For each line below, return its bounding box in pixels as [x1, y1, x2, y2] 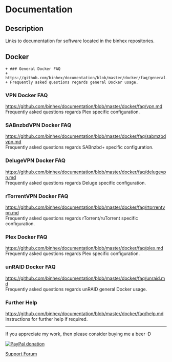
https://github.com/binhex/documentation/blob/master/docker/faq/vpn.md [5, 103, 163, 110]
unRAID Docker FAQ [5, 263, 56, 270]
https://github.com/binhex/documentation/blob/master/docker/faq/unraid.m [5, 275, 165, 281]
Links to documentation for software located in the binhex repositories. [5, 38, 155, 44]
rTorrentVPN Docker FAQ [5, 192, 69, 200]
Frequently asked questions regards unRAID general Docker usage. [5, 286, 147, 292]
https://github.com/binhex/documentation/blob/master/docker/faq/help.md [5, 310, 164, 317]
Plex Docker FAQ [5, 233, 48, 240]
